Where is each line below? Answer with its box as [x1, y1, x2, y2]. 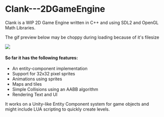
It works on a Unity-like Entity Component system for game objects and [5, 101, 149, 107]
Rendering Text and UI [12, 92, 58, 97]
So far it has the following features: [5, 55, 78, 61]
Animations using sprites [12, 76, 62, 82]
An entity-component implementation [12, 66, 88, 71]
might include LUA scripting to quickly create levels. [5, 106, 110, 112]
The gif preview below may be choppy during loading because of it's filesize [5, 34, 160, 40]
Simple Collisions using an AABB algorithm [12, 87, 98, 93]
